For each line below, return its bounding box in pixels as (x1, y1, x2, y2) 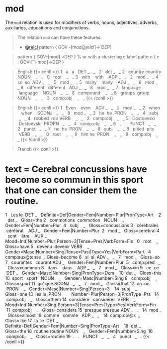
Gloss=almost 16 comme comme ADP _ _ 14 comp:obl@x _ (7, 312, 141, 318)
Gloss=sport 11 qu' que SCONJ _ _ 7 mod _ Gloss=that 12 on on (5, 280, 150, 286)
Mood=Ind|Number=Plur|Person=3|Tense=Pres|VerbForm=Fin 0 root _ (5, 238, 159, 244)
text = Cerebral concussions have (5, 164, 148, 175)
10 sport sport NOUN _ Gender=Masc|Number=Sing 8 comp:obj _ (5, 275, 158, 281)
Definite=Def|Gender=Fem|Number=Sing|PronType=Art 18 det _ (5, 323, 141, 329)
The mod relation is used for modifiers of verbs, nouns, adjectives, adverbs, (5, 19, 158, 25)
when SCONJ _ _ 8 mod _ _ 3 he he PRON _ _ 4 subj (21, 110, 158, 116)
